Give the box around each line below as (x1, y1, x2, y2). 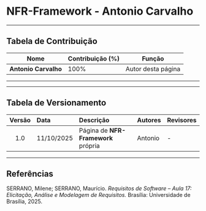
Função (142, 54, 164, 62)
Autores (137, 116, 161, 124)
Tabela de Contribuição (6, 36, 98, 46)
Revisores (167, 116, 197, 124)
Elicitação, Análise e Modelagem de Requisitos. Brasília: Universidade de (6, 191, 191, 199)
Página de (78, 126, 109, 135)
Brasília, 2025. (6, 198, 43, 205)
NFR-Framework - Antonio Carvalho (6, 4, 194, 18)
